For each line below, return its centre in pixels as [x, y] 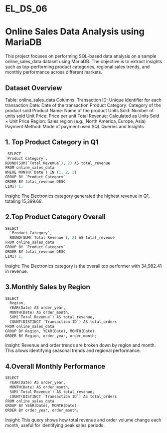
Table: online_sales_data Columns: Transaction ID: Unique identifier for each [83, 100]
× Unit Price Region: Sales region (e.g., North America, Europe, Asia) [76, 121]
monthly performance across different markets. [54, 72]
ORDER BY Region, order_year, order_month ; [51, 336]
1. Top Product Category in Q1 [52, 142]
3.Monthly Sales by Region [48, 287]
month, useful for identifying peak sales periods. [55, 425]
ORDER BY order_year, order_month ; [42, 410]
